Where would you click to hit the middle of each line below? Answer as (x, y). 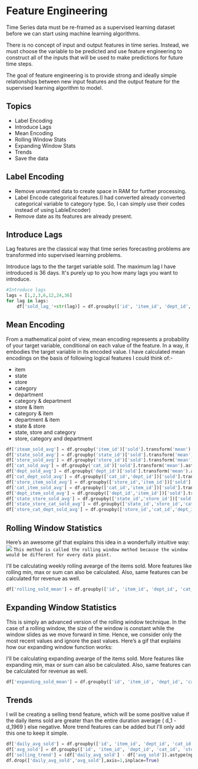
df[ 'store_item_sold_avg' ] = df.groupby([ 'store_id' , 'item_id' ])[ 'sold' (97, 482)
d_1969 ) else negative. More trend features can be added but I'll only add (95, 727)
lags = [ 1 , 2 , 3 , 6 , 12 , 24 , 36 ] (39, 296)
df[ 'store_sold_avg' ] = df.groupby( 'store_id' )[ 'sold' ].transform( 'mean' (99, 460)
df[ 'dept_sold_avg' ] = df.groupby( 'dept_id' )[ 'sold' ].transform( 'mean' (96, 471)
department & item (37, 419)
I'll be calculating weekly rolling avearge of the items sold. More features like (99, 566)
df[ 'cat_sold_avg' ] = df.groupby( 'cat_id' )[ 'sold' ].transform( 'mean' (93, 466)
